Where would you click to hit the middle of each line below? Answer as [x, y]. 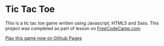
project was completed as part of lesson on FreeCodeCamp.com [73, 28]
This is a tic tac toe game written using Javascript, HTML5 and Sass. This [82, 23]
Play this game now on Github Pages [44, 38]
